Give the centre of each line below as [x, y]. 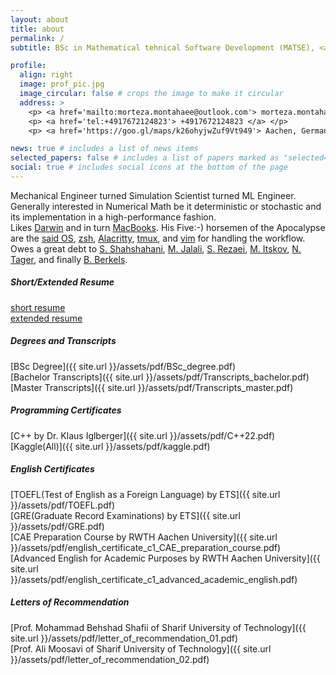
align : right [46, 75]
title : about [37, 29]
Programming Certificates [66, 410]
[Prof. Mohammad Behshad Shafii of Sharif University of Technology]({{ [158, 627]
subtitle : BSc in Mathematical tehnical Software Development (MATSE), [162, 47]
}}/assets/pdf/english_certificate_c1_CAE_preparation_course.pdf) [146, 547]
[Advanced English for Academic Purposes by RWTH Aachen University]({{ [165, 558]
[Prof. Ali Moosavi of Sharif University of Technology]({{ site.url [141, 648]
